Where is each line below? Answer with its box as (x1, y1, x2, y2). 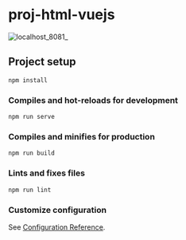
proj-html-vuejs (8, 6, 115, 24)
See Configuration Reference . (8, 222, 106, 232)
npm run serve (8, 113, 56, 121)
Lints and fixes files (8, 167, 86, 179)
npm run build (8, 149, 56, 157)
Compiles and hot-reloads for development (8, 94, 179, 105)
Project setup (8, 55, 77, 69)
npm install (8, 76, 48, 85)
